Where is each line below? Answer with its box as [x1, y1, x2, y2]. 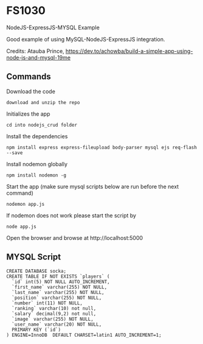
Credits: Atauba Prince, [6, 47, 65, 55]
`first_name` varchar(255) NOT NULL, [12, 284, 108, 290]
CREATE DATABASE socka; [6, 268, 67, 274]
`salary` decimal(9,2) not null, [12, 311, 97, 317]
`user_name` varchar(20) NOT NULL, [12, 321, 102, 328]
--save [6, 150, 23, 156]
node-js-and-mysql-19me [6, 54, 71, 61]
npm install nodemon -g [6, 172, 67, 178]
